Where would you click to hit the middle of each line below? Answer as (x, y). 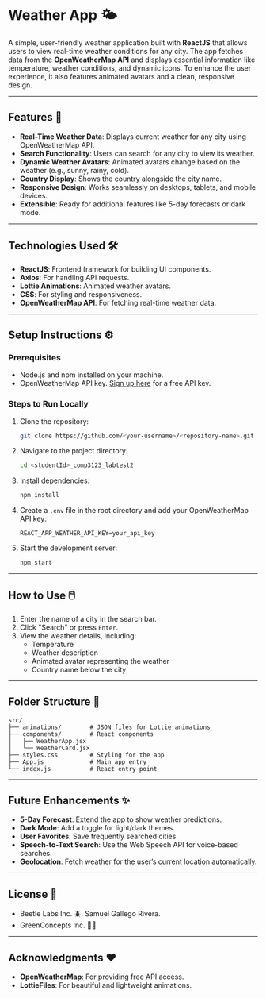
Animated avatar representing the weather (101, 661)
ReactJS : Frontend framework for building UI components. (115, 269)
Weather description (65, 653)
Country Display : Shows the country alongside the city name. (121, 179)
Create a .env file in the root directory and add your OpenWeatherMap (134, 511)
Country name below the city (79, 669)
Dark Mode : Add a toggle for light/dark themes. (97, 828)
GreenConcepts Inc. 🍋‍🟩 (58, 925)
